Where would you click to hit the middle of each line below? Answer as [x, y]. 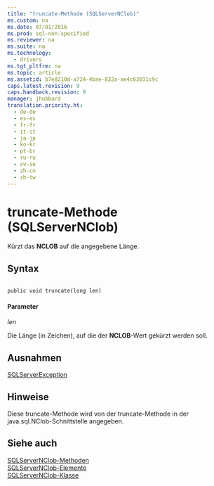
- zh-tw [25, 177]
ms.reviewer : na [31, 40]
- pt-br [25, 151]
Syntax [23, 268]
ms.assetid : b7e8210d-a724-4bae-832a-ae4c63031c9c [83, 79]
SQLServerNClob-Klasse [43, 475]
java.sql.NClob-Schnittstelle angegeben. [66, 421]
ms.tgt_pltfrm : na [34, 66]
